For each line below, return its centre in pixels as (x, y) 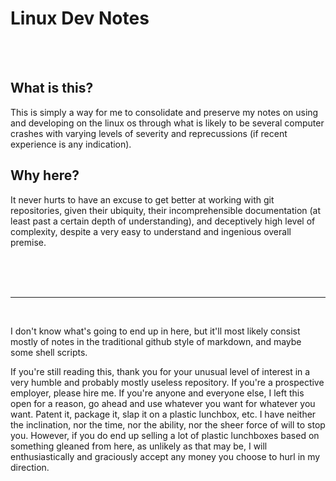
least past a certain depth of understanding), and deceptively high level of (163, 221)
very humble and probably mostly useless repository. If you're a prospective (167, 382)
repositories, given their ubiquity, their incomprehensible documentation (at (166, 210)
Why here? (45, 175)
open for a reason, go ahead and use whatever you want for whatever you (163, 403)
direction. (30, 467)
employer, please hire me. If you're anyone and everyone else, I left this (157, 393)
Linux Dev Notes (80, 18)
